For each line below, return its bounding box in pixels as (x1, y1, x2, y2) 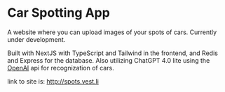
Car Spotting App (7, 5, 110, 21)
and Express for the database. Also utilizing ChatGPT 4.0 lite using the (7, 56, 210, 64)
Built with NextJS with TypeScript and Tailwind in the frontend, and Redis (7, 49, 219, 57)
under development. (7, 35, 66, 43)
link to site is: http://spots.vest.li (7, 77, 100, 85)
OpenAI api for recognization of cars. (7, 63, 114, 72)
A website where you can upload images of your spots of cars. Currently (7, 28, 217, 36)
